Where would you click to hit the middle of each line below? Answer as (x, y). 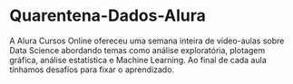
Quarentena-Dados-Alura (108, 16)
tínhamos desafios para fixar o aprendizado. (92, 70)
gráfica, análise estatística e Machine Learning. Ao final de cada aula (138, 60)
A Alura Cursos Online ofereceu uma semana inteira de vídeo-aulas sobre (147, 41)
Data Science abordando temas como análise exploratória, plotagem (137, 50)
